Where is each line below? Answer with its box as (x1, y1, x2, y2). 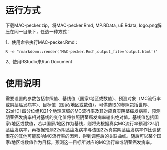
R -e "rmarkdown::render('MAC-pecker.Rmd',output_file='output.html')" (5, 49, 158, 54)
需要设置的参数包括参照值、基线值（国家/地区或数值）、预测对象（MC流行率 (5, 95, 161, 101)
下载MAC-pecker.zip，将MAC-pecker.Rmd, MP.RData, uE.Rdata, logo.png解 (5, 22, 162, 28)
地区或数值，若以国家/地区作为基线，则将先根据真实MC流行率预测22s (11, 120, 155, 126)
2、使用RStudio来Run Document (5, 58, 73, 64)
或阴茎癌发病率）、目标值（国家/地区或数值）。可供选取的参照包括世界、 (5, 101, 152, 108)
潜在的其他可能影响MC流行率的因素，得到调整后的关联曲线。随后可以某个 (5, 133, 157, 139)
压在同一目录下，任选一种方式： (5, 28, 71, 34)
